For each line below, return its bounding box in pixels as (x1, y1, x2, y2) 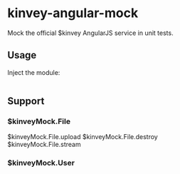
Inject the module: (7, 68, 60, 76)
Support (7, 95, 45, 108)
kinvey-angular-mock (7, 5, 139, 21)
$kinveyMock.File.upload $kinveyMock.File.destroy (7, 133, 158, 141)
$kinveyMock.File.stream (7, 140, 81, 149)
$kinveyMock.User (7, 158, 75, 168)
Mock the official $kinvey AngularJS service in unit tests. (7, 29, 174, 37)
